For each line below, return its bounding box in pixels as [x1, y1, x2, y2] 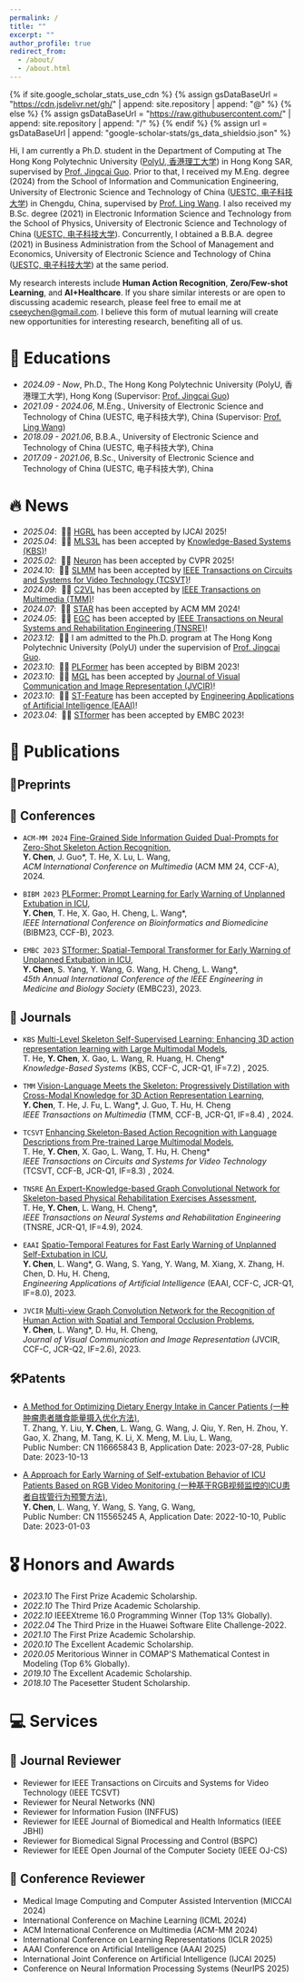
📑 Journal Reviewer [9, 1753, 122, 1769]
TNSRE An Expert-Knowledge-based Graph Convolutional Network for [22, 1183, 280, 1194]
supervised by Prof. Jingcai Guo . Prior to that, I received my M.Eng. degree [9, 165, 290, 177]
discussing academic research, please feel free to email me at [9, 296, 241, 307]
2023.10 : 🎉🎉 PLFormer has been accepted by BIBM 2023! [22, 660, 240, 672]
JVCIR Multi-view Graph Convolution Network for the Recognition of [22, 1304, 275, 1315]
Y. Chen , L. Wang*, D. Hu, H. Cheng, [22, 1324, 159, 1335]
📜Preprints [9, 778, 71, 793]
